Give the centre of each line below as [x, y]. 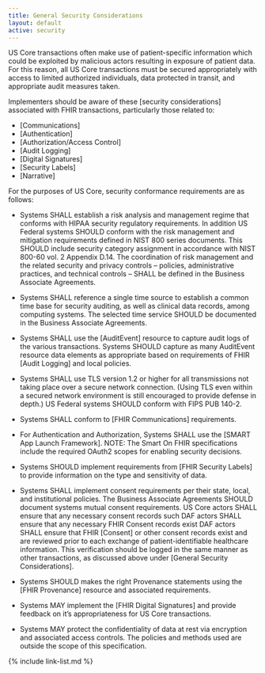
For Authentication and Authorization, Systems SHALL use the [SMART [135, 435]
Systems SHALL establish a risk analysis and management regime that [134, 215]
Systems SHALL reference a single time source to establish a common [134, 298]
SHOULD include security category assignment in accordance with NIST [138, 249]
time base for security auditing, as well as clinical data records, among [134, 306]
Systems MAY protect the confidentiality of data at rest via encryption [133, 629]
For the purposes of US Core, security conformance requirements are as [127, 192]
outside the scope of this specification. [83, 646]
